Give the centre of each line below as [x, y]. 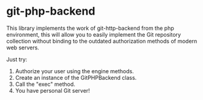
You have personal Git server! [53, 90]
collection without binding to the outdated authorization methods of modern [102, 41]
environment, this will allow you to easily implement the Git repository [94, 34]
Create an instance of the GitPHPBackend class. [76, 77]
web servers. [23, 48]
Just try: [17, 59]
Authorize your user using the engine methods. [75, 71]
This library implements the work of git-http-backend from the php [90, 28]
